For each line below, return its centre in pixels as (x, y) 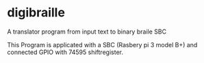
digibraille (36, 13)
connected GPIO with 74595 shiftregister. (65, 52)
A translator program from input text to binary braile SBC (87, 32)
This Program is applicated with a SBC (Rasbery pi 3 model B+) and (102, 45)
